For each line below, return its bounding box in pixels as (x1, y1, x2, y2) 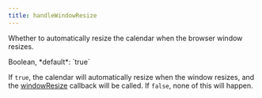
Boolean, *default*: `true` (8, 57, 91, 66)
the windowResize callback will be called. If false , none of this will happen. (8, 81, 253, 90)
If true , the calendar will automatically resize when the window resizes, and (8, 72, 255, 81)
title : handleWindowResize (8, 11, 97, 20)
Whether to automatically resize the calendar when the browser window (8, 33, 243, 43)
